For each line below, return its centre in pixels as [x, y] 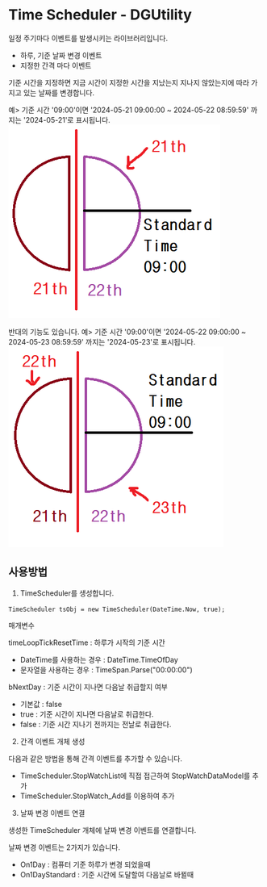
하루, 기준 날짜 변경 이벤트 [61, 55]
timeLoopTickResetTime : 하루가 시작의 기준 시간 [87, 642]
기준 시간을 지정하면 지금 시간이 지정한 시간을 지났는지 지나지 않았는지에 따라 [129, 82]
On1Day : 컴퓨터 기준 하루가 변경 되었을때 [85, 864]
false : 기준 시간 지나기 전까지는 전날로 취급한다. [96, 724]
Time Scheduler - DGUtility [100, 15]
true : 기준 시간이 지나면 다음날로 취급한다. [87, 714]
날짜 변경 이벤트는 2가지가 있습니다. [65, 847]
